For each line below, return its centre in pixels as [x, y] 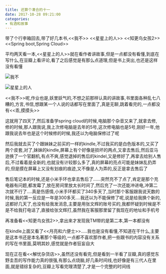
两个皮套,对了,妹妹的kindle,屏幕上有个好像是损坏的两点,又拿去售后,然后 [77, 150]
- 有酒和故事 [17, 24]
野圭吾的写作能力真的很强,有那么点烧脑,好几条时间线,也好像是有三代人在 [79, 260]
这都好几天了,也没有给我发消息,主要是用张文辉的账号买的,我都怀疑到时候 [79, 204]
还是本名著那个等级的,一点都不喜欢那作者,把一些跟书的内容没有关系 [91, 237]
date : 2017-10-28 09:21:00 [33, 14]
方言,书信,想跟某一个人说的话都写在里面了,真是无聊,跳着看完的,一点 [83, 104]
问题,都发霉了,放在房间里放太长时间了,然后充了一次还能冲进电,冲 [84, 185]
